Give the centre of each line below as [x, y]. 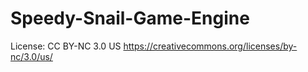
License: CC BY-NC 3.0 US [66, 46]
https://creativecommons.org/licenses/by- [210, 46]
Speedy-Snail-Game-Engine [130, 18]
